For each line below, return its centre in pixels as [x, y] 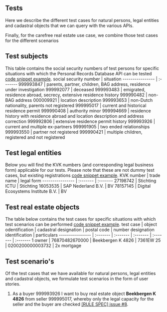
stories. [13, 284]
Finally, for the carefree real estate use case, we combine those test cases [82, 35]
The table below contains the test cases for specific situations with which [81, 219]
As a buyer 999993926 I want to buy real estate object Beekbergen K [84, 294]
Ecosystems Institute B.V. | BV [36, 191]
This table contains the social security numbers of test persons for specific [82, 68]
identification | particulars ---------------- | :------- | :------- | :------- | [78, 235]
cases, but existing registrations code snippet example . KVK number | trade [83, 175]
